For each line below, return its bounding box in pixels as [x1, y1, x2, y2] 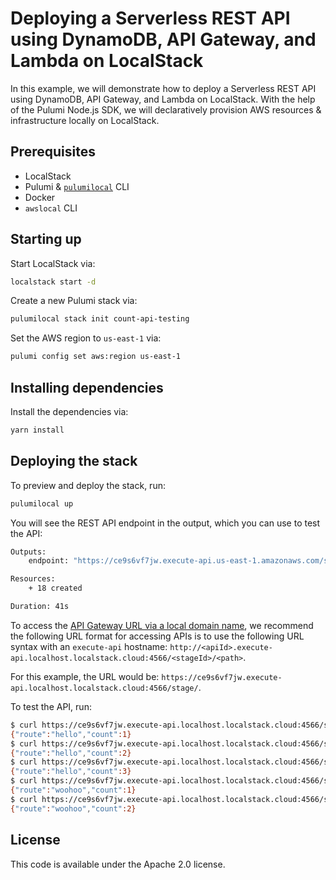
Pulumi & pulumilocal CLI [24, 180, 130, 192]
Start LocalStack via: [10, 257, 96, 269]
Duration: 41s [10, 602, 70, 612]
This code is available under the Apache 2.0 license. [10, 858, 226, 870]
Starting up [10, 231, 82, 248]
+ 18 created [28, 583, 83, 594]
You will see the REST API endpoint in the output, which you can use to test [10, 517, 321, 529]
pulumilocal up [10, 498, 74, 509]
